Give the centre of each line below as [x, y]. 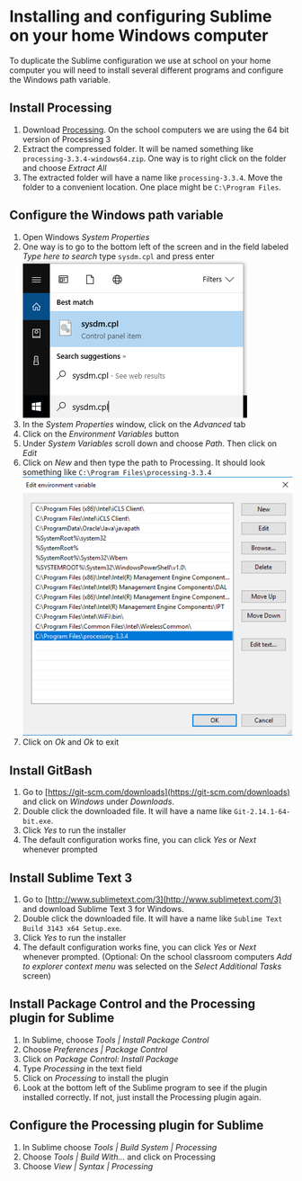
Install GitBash [51, 770]
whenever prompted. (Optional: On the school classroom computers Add [157, 957]
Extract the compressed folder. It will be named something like [138, 148]
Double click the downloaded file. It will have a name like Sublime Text [152, 918]
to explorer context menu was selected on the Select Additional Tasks [152, 966]
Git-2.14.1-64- [262, 812]
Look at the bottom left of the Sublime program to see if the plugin [145, 1087]
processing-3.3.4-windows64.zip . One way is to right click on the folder [154, 158]
